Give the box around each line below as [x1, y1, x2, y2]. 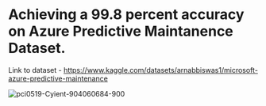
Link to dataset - [8, 65, 62, 74]
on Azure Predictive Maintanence [8, 22, 234, 40]
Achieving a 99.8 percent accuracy [8, 6, 245, 24]
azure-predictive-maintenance [8, 74, 109, 83]
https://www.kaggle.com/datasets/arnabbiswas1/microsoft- [63, 65, 258, 74]
